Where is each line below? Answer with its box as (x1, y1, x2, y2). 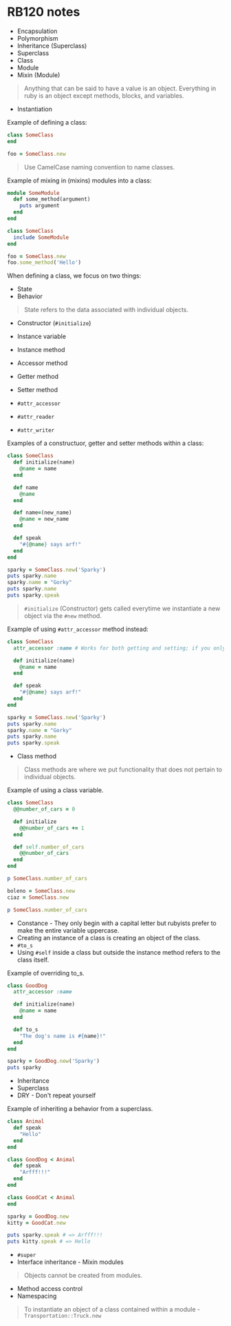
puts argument (19, 203, 60, 209)
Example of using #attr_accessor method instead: (7, 625, 149, 633)
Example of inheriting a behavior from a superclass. (7, 1105, 153, 1113)
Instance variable (16, 332, 67, 341)
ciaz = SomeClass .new (7, 893, 69, 901)
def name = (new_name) (13, 509, 72, 517)
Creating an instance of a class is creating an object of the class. (16, 933, 201, 942)
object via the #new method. (23, 611, 102, 620)
